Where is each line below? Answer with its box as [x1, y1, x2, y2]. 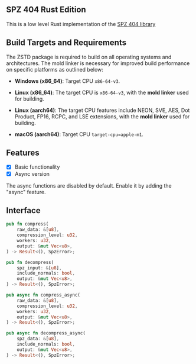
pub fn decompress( [6, 259, 54, 265]
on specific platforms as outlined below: [6, 66, 103, 73]
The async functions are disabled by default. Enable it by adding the [6, 182, 172, 189]
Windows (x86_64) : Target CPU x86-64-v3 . [14, 77, 120, 85]
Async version [14, 170, 50, 177]
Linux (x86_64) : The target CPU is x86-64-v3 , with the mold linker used [14, 89, 189, 96]
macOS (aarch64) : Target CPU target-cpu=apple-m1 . [14, 130, 143, 138]
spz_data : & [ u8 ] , [17, 336, 60, 342]
